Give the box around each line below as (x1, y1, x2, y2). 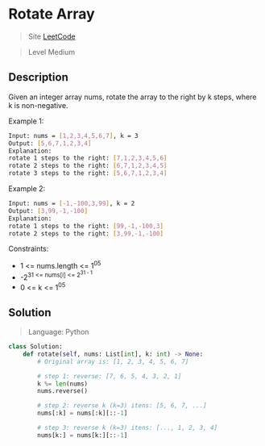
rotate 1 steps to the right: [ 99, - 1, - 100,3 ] (8, 222, 164, 230)
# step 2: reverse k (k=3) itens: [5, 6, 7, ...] (37, 402, 207, 410)
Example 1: (8, 116, 44, 126)
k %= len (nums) (37, 380, 89, 388)
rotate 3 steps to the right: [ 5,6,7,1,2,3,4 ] (8, 169, 168, 177)
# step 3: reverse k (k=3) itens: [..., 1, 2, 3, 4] (37, 424, 218, 432)
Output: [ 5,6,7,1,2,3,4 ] (8, 139, 92, 148)
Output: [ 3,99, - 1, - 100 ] (8, 206, 89, 215)
